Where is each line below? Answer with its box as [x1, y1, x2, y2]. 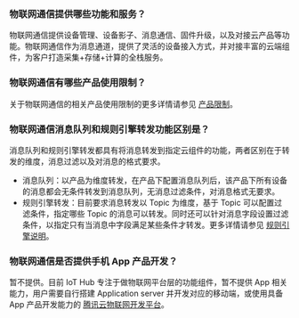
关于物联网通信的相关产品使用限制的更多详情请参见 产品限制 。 [9, 98, 238, 109]
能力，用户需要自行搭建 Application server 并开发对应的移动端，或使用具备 [9, 288, 284, 299]
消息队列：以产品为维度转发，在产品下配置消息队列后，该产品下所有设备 [21, 175, 287, 185]
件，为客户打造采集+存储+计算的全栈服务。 [9, 52, 168, 63]
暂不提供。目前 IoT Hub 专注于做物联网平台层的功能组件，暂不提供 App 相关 [9, 277, 287, 288]
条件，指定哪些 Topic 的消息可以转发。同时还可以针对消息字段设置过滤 [29, 208, 289, 219]
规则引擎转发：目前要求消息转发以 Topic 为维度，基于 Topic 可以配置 [21, 197, 275, 208]
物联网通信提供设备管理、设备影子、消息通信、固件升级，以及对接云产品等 [9, 29, 282, 41]
